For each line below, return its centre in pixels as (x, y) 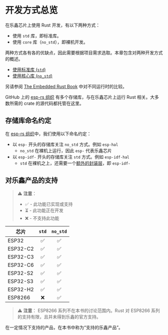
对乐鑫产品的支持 (31, 181)
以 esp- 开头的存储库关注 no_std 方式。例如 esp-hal (65, 144)
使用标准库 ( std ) (29, 69)
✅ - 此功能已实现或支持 (49, 204)
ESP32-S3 (20, 281)
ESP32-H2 (21, 289)
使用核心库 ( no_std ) (32, 76)
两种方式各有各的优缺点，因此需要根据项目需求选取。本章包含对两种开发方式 (84, 53)
